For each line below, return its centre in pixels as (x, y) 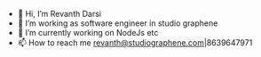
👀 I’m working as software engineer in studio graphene (118, 23)
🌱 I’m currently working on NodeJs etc (88, 33)
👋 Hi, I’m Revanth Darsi (59, 14)
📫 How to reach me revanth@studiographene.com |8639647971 (135, 43)
